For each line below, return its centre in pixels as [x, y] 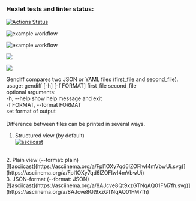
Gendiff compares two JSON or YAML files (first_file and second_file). [92, 79]
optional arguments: [31, 92]
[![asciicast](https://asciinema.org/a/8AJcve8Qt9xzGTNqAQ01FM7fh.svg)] [98, 185]
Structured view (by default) [50, 136]
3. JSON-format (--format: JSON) [48, 179]
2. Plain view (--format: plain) [43, 160]
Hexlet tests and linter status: [50, 9]
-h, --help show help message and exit [54, 98]
